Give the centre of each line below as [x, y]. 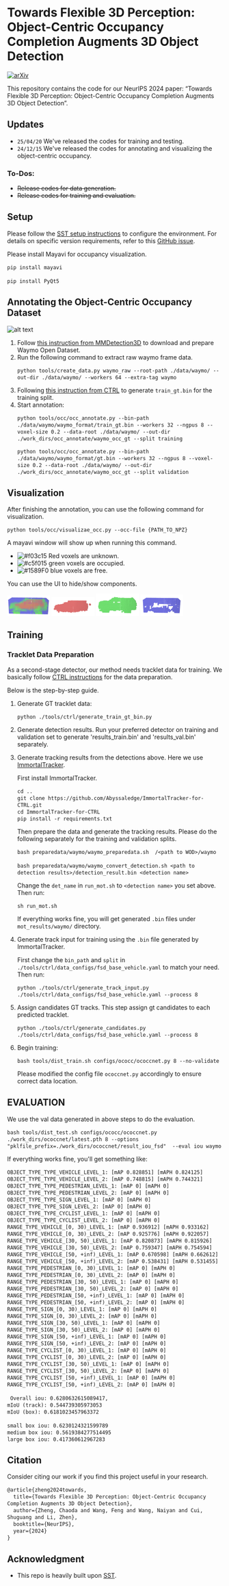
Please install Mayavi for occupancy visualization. [77, 254]
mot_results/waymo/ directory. [59, 926]
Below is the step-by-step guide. [53, 690]
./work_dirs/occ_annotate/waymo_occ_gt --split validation [103, 472]
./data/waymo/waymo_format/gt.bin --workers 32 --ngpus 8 [101, 458]
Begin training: [37, 1047]
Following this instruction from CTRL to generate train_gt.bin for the [114, 390]
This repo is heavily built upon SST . [67, 1576]
